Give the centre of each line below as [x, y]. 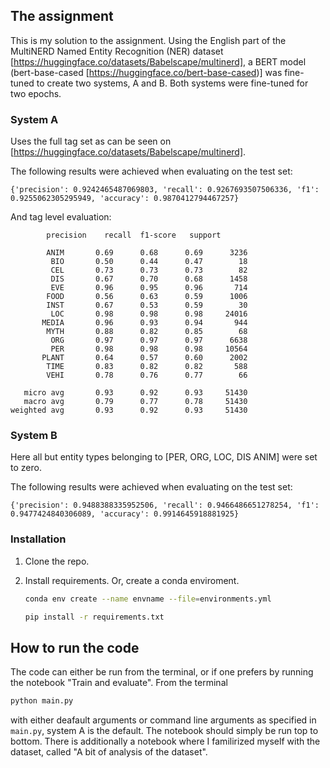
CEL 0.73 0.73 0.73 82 [149, 270]
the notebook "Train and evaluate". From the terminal [119, 683]
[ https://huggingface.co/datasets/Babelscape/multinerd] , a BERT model [158, 61]
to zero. [26, 468]
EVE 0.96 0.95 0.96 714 [149, 288]
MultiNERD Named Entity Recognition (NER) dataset [117, 51]
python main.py [42, 701]
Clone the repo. [57, 561]
